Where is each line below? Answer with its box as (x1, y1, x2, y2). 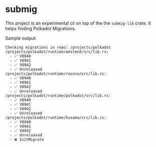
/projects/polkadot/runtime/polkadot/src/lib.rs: (5, 93, 111, 98)
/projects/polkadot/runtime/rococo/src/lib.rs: (5, 71, 107, 76)
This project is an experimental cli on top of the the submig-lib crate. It (5, 20, 151, 26)
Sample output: (5, 35, 37, 41)
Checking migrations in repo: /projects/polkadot (5, 45, 111, 50)
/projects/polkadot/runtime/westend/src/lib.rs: (5, 49, 109, 54)
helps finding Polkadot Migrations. (5, 25, 76, 31)
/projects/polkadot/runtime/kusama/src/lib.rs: (5, 115, 107, 120)
